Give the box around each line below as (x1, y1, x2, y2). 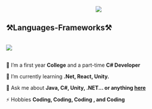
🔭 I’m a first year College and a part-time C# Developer (6, 62, 141, 69)
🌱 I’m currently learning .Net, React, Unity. (6, 73, 110, 80)
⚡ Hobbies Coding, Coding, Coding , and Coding (6, 96, 125, 103)
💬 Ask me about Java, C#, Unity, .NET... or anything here (6, 84, 146, 91)
